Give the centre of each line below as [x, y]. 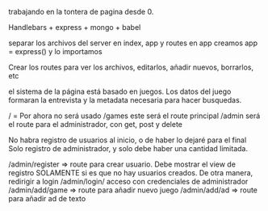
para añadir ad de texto [47, 198]
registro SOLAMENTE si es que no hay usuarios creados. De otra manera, [131, 173]
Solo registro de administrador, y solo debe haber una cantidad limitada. [128, 148]
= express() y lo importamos [55, 51]
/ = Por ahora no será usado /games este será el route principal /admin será [134, 116]
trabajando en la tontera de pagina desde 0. [81, 12]
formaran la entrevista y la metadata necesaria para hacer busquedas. [125, 100]
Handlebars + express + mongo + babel [75, 27]
